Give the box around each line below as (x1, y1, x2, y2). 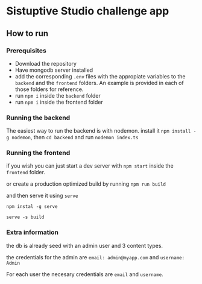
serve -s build (6, 214, 45, 221)
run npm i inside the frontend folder (14, 98, 104, 106)
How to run (6, 28, 49, 39)
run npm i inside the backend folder (14, 92, 101, 99)
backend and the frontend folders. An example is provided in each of (14, 79, 184, 86)
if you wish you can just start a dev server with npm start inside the (6, 162, 174, 169)
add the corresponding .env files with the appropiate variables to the (14, 72, 186, 80)
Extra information (6, 228, 59, 236)
